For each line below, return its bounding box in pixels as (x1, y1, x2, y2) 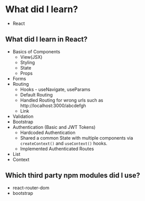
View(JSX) (20, 54, 43, 60)
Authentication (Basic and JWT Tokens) (12, 124, 96, 130)
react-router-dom (12, 184, 50, 191)
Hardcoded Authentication (20, 129, 76, 136)
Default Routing (20, 91, 53, 97)
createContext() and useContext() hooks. (20, 140, 107, 146)
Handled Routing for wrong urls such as (20, 97, 103, 103)
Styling (20, 59, 35, 65)
